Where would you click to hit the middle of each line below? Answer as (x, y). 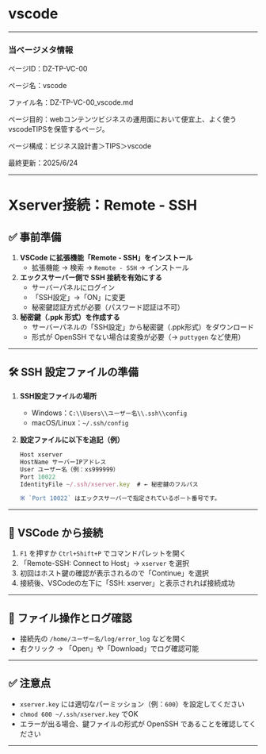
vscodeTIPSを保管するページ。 (59, 129)
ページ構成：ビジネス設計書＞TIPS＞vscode (80, 146)
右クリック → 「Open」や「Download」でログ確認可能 (109, 648)
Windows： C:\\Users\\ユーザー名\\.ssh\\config (109, 413)
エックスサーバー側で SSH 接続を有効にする (91, 278)
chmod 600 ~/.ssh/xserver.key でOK (79, 714)
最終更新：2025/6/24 (43, 163)
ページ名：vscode (38, 86)
